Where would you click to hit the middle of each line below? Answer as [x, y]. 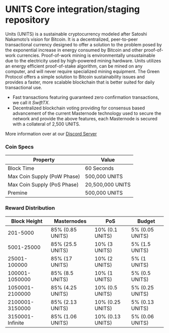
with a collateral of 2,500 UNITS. [46, 124]
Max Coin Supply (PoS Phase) [43, 185]
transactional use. [24, 87]
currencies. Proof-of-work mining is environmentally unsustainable [86, 55]
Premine [18, 193]
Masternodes [70, 221]
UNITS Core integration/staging [72, 9]
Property [44, 160]
